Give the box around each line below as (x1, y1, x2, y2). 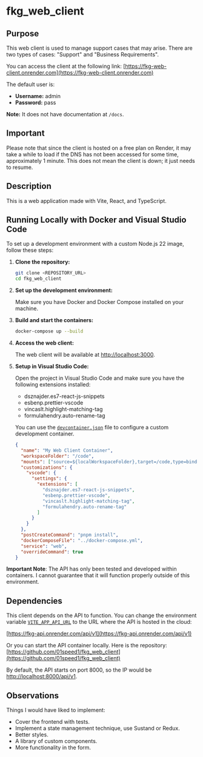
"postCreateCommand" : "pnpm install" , (21, 532, 119, 538)
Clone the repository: (15, 259, 70, 266)
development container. (15, 430, 75, 437)
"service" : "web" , (21, 543, 67, 549)
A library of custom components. (15, 738, 98, 745)
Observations (6, 690, 59, 701)
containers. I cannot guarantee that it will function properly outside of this (6, 572, 190, 579)
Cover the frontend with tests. (15, 718, 90, 726)
